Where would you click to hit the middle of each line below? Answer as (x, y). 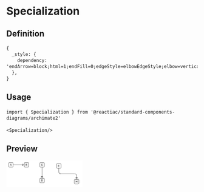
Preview (22, 149)
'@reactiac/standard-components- (132, 112)
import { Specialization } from (47, 112)
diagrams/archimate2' (34, 118)
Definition (25, 34)
